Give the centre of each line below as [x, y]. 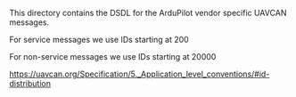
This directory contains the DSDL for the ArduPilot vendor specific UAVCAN [148, 13]
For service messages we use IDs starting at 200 [99, 40]
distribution [30, 83]
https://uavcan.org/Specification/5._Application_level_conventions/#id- [140, 74]
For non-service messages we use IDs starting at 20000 [113, 57]
